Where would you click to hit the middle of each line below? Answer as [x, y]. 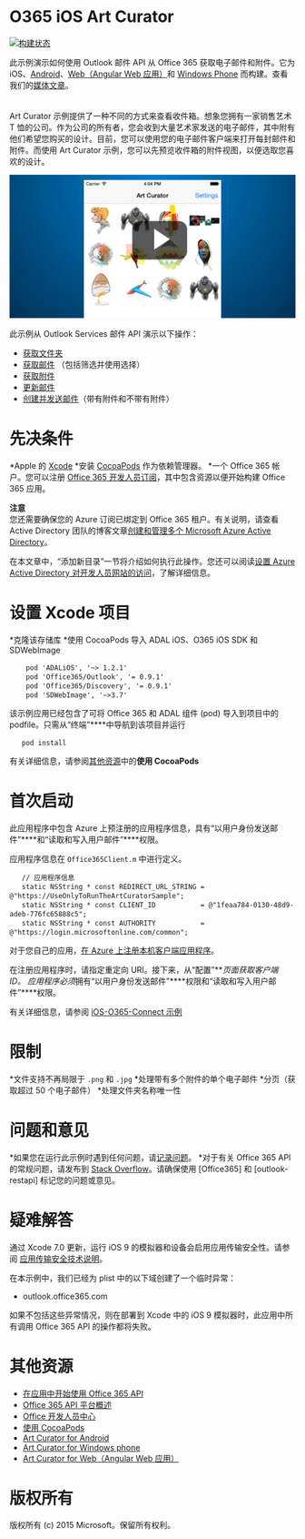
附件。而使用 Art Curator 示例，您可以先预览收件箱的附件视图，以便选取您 [148, 150]
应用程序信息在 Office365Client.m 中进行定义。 [98, 858]
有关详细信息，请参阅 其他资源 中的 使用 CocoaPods [104, 761]
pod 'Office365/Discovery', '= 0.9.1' [99, 686]
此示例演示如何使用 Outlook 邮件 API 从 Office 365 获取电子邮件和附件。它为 [152, 62]
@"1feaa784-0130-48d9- [251, 905]
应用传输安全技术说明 [59, 1259]
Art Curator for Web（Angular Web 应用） [101, 1458]
